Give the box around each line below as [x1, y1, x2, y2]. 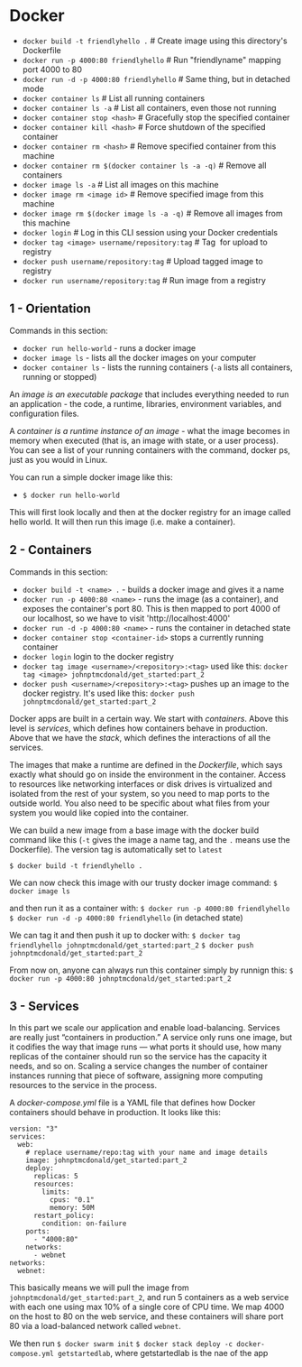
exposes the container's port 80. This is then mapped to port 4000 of [22, 603, 281, 614]
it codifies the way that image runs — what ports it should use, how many [9, 1041, 282, 1052]
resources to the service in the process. [9, 1080, 158, 1091]
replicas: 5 [32, 1172, 78, 1181]
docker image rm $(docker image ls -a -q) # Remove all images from [22, 208, 283, 218]
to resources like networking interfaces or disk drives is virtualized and [9, 778, 272, 790]
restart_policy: [32, 1211, 95, 1221]
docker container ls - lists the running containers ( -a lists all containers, [22, 362, 293, 373]
